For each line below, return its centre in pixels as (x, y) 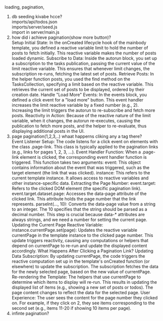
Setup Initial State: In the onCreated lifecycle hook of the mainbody (79, 43)
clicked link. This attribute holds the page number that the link (74, 199)
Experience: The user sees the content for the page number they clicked (85, 298)
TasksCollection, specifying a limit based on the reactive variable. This (82, 84)
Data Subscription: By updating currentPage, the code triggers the (78, 256)
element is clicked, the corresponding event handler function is (83, 157)
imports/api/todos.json (34, 22)
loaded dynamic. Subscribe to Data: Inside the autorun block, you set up (84, 58)
